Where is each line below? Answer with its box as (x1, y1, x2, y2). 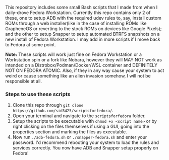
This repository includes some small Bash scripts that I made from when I (5, 5, 158, 10)
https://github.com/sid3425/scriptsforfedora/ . (12, 108, 114, 114)
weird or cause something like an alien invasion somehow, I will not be (5, 73, 151, 78)
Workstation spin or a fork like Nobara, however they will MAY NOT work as (5, 57, 162, 62)
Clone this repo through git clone (12, 102, 84, 108)
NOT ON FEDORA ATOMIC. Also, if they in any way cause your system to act (5, 67, 164, 73)
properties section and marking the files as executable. (12, 129, 127, 135)
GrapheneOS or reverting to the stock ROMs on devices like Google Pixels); (5, 26, 162, 32)
